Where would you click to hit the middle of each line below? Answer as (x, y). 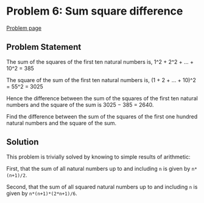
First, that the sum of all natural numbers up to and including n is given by (98, 168)
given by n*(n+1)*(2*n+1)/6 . (42, 193)
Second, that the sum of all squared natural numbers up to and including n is (102, 187)
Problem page (24, 28)
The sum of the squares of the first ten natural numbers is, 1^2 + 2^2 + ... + (100, 61)
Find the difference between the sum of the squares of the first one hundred (102, 116)
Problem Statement (44, 47)
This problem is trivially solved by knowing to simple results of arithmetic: (98, 157)
